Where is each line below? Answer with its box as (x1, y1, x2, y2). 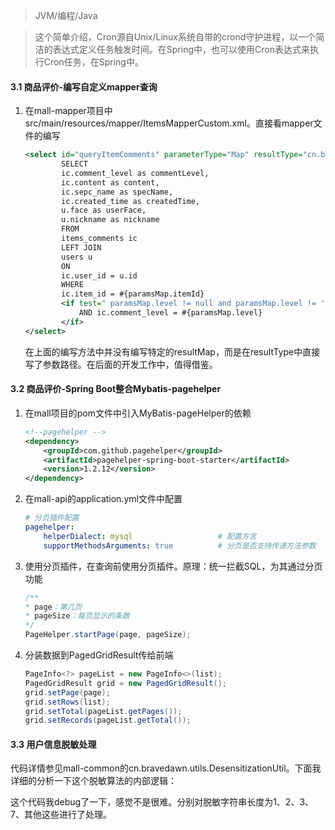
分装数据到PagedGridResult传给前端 (24, 649, 174, 661)
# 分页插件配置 (24, 513, 80, 523)
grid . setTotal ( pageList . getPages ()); (24, 706, 183, 716)
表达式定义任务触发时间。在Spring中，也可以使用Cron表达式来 (52, 44, 310, 55)
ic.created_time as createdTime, (61, 196, 200, 206)
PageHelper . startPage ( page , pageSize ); (24, 630, 192, 640)
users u (61, 252, 93, 262)
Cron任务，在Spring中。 (43, 56, 144, 68)
